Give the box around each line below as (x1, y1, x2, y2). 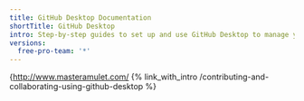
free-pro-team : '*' (17, 47, 91, 56)
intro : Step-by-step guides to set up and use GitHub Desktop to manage (9, 30, 290, 39)
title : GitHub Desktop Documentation (9, 13, 152, 23)
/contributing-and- (199, 71, 270, 82)
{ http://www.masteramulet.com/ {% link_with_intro (9, 71, 198, 82)
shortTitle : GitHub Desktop (9, 22, 116, 31)
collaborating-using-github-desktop (9, 81, 144, 92)
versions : (9, 38, 47, 48)
